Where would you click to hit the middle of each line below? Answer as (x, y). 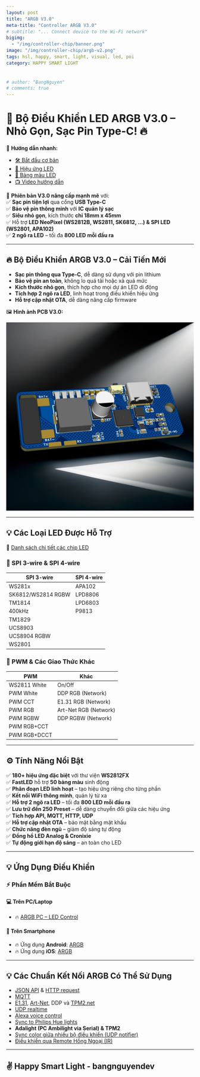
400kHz (19, 611)
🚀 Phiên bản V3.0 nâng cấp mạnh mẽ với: (58, 196)
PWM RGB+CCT (29, 727)
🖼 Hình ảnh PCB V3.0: (35, 311)
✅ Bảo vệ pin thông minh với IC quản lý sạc (60, 209)
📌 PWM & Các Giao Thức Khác (51, 662)
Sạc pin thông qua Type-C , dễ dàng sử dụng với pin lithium (88, 274)
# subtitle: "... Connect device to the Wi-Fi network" (77, 32)
